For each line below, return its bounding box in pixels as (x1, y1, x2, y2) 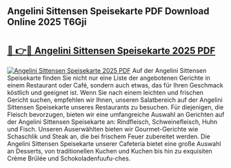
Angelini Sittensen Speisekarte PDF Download (7, 6, 210, 17)
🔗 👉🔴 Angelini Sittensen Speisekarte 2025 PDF (7, 45, 216, 56)
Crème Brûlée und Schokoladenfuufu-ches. (7, 154, 131, 162)
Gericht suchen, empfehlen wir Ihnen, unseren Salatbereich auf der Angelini (7, 96, 223, 104)
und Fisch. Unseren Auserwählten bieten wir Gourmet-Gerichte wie (7, 125, 199, 133)
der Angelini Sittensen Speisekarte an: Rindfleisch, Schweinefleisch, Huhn (7, 118, 218, 126)
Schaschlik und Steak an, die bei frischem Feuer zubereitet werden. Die (7, 132, 210, 140)
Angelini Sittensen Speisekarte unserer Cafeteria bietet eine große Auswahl (7, 140, 221, 147)
